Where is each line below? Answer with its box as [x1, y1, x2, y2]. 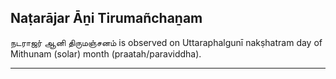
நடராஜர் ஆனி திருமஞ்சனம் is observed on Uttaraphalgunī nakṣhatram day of [10, 36, 323, 48]
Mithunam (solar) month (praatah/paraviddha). [10, 47, 202, 60]
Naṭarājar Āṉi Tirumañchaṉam [10, 10, 203, 27]
